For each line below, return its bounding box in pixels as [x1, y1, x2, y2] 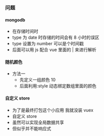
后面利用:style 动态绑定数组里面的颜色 [19, 83, 97, 89]
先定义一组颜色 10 [19, 77, 56, 83]
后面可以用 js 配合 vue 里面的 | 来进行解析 [12, 47, 97, 53]
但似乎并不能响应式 [12, 125, 52, 131]
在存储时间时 [12, 28, 38, 34]
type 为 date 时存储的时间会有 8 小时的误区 [12, 34, 100, 40]
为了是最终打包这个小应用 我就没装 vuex [12, 107, 94, 113]
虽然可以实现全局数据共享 [12, 119, 64, 125]
